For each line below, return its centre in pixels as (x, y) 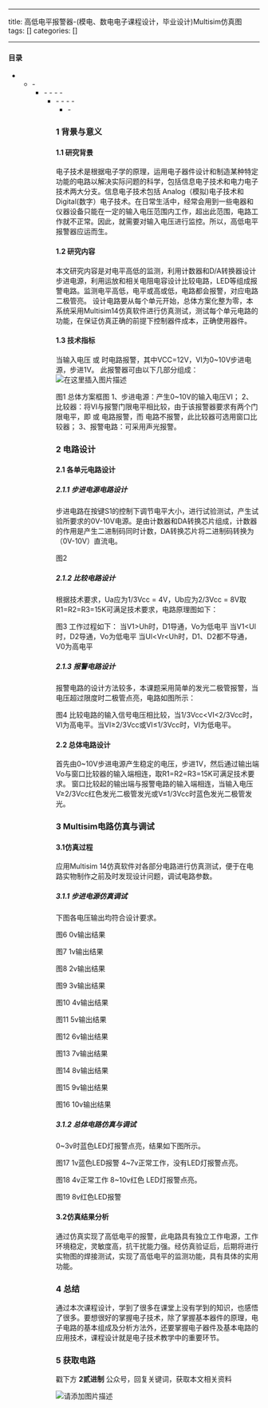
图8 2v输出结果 (81, 968)
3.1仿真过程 (74, 847)
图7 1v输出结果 (79, 952)
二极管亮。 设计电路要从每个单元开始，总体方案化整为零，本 (154, 300)
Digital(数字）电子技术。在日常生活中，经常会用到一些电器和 (154, 201)
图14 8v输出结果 (82, 1071)
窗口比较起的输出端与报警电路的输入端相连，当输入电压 (162, 784)
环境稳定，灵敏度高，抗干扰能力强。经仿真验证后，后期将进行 (157, 1246)
